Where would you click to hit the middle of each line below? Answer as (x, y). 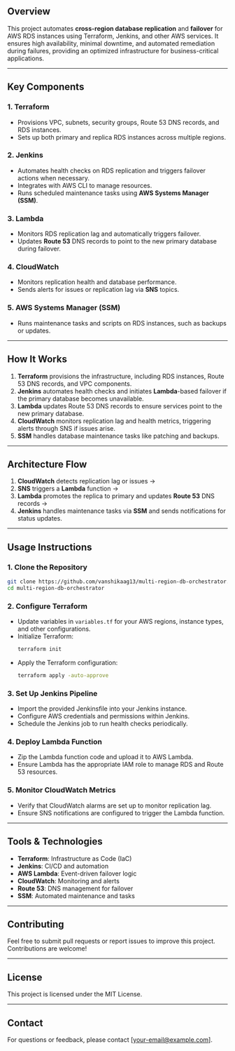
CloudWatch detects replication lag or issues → (86, 481)
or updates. (34, 330)
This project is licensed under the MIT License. (75, 994)
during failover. (39, 249)
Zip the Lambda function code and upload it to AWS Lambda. (105, 757)
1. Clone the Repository (47, 567)
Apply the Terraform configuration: (67, 662)
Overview (29, 12)
